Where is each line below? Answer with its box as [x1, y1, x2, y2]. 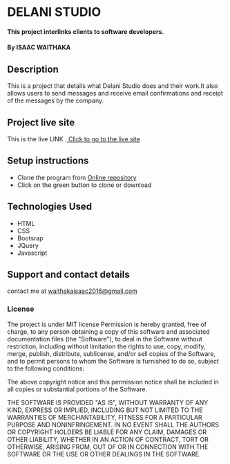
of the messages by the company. [7, 96, 104, 105]
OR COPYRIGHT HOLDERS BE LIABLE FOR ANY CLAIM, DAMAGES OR [7, 427, 207, 436]
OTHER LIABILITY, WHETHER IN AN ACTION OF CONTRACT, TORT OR [7, 435, 209, 443]
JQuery [17, 241, 39, 249]
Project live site [7, 116, 75, 128]
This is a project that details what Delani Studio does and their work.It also [7, 82, 218, 90]
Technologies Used [7, 201, 92, 213]
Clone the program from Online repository [17, 173, 137, 181]
